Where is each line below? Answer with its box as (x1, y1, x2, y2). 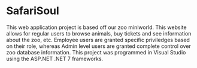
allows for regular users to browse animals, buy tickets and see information (6, 30, 192, 37)
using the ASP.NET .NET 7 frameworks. (6, 55, 104, 62)
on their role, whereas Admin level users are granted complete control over (6, 43, 192, 50)
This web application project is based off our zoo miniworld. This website (6, 24, 187, 31)
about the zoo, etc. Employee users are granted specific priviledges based (6, 36, 190, 43)
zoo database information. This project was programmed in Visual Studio (6, 48, 186, 56)
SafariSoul (6, 4, 60, 18)
